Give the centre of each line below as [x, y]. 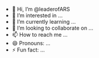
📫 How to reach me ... [40, 35]
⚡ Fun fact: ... [28, 50]
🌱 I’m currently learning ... [44, 22]
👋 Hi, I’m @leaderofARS [41, 9]
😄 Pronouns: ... [31, 43]
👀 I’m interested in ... [37, 15]
